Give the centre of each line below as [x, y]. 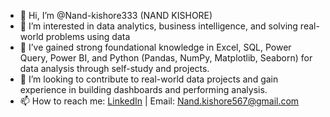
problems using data [88, 36]
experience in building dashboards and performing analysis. [143, 89]
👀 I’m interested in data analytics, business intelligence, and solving [158, 26]
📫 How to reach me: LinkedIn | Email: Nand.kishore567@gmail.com [159, 101]
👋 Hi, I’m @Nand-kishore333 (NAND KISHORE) [116, 15]
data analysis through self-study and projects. [114, 68]
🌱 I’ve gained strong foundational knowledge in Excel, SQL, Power [155, 47]
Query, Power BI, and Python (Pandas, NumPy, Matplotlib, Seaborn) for [166, 58]
